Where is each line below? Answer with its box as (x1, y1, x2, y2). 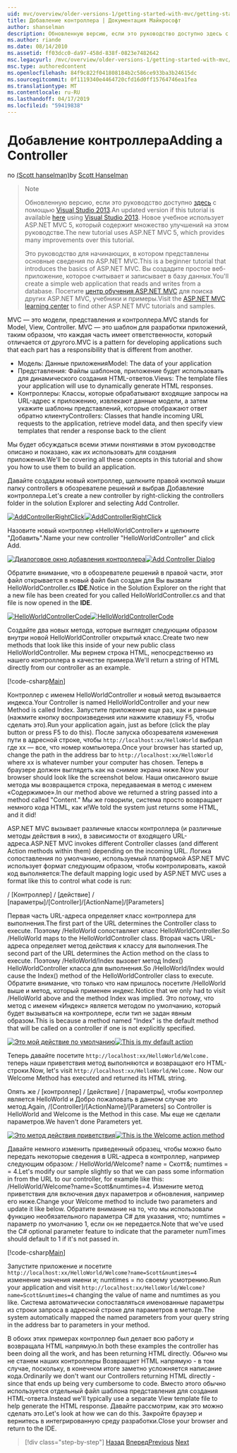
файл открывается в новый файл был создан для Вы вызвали (7, 576, 192, 584)
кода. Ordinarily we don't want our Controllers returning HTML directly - (7, 1371, 216, 1380)
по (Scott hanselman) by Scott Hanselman (7, 171, 128, 179)
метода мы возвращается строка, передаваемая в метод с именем (7, 780, 212, 789)
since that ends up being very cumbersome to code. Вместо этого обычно (7, 1379, 226, 1387)
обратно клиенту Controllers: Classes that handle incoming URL (17, 411, 205, 420)
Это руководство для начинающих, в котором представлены (24, 249, 209, 257)
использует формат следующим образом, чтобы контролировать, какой (7, 861, 226, 870)
